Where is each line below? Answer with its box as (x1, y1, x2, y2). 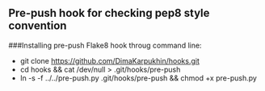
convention (8, 19, 67, 33)
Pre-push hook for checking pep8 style (8, 6, 210, 20)
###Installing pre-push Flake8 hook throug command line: (8, 40, 202, 50)
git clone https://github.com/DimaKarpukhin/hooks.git (19, 56, 200, 65)
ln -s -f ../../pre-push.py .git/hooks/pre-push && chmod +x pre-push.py (19, 72, 257, 83)
